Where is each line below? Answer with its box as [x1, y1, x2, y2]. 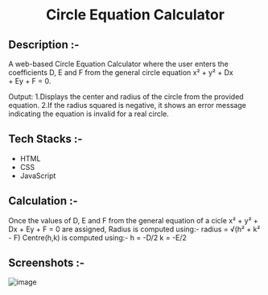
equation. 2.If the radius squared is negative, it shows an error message [8, 101, 247, 110]
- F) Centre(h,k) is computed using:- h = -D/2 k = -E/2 [8, 232, 188, 243]
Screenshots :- [8, 256, 85, 270]
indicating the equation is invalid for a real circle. [8, 109, 169, 118]
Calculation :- [8, 194, 78, 208]
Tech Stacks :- [8, 132, 83, 146]
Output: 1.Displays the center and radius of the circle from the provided [8, 92, 244, 102]
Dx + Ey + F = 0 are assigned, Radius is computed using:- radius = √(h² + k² [8, 224, 261, 234]
